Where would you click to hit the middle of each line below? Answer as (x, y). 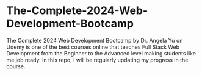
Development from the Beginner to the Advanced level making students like (101, 53)
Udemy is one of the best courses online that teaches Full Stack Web (93, 47)
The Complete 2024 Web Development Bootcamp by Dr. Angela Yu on (95, 40)
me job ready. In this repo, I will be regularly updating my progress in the (97, 60)
